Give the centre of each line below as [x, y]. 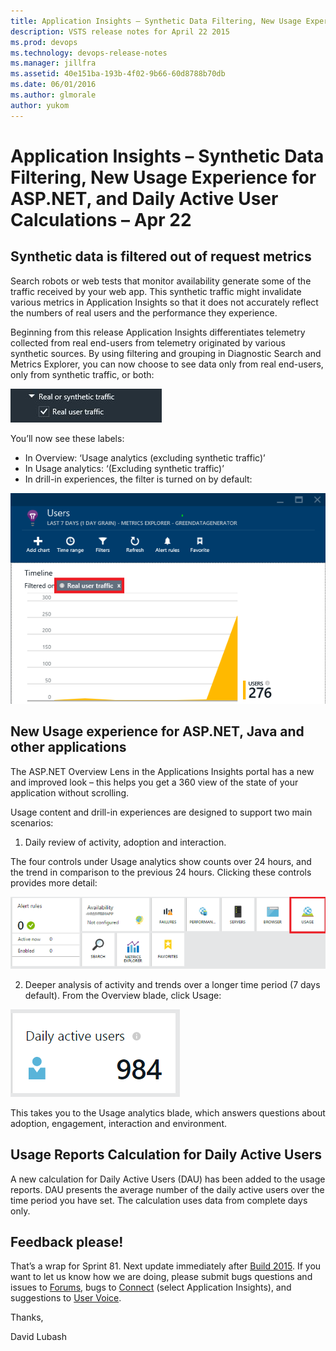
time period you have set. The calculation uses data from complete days [159, 1200]
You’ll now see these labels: [67, 438]
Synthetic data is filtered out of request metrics [161, 256]
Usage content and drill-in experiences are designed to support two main [161, 812]
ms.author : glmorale [53, 95]
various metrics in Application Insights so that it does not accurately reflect [164, 302]
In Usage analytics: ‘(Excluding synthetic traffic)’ [124, 468]
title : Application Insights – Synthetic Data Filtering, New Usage [156, 21]
